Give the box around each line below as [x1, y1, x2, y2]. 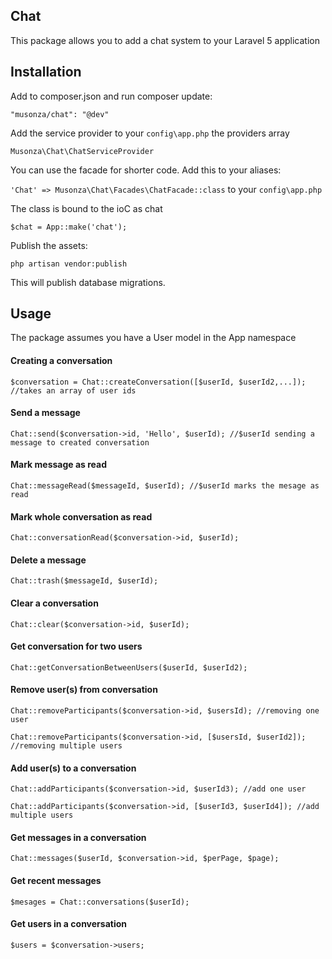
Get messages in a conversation [10, 831, 147, 843]
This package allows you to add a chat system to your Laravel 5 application [10, 34, 320, 46]
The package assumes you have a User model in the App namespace [10, 332, 297, 344]
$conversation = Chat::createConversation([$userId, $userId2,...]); [10, 377, 307, 387]
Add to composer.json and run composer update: [10, 90, 213, 102]
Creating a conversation [10, 355, 113, 367]
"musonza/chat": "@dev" [10, 109, 110, 119]
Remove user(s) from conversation [10, 684, 158, 696]
